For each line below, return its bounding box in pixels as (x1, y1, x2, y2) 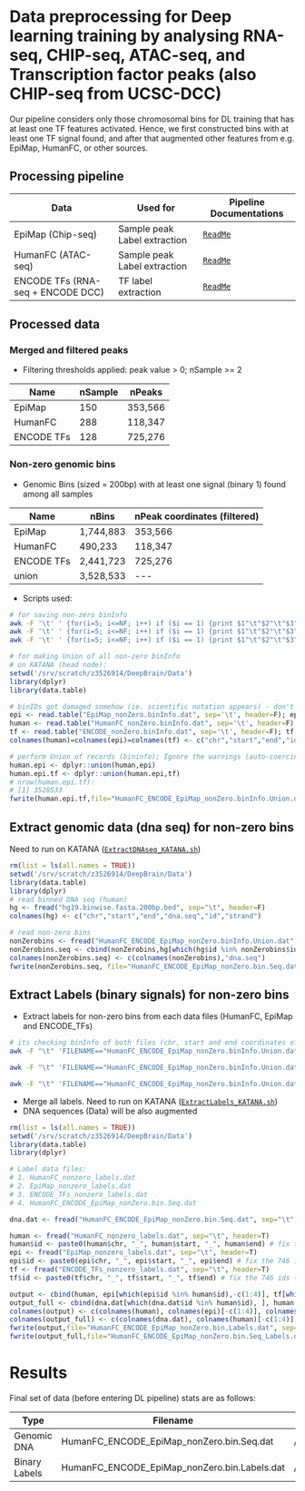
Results (9, 1363, 68, 1383)
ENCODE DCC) (40, 286, 104, 299)
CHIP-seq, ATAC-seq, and (46, 45, 246, 65)
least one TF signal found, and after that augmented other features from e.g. (9, 132, 295, 143)
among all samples (22, 488, 93, 499)
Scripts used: (22, 593, 73, 603)
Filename (152, 1414, 193, 1427)
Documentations (210, 207, 284, 220)
